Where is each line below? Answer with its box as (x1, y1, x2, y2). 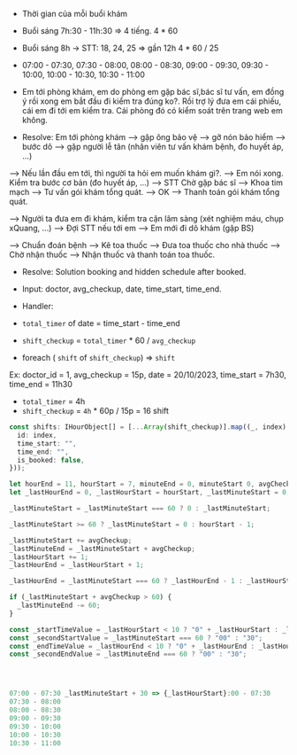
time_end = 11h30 (9, 379, 73, 389)
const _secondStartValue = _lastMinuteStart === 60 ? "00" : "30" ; (9, 634, 263, 642)
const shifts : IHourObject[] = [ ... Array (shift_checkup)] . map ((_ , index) (9, 423, 287, 432)
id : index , (17, 431, 57, 440)
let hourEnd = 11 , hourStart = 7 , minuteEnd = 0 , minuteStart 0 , (9, 479, 255, 489)
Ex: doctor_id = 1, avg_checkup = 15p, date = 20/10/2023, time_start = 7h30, (9, 370, 287, 380)
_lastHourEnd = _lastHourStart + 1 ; (9, 561, 144, 570)
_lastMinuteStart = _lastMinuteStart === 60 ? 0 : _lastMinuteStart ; (9, 504, 271, 513)
